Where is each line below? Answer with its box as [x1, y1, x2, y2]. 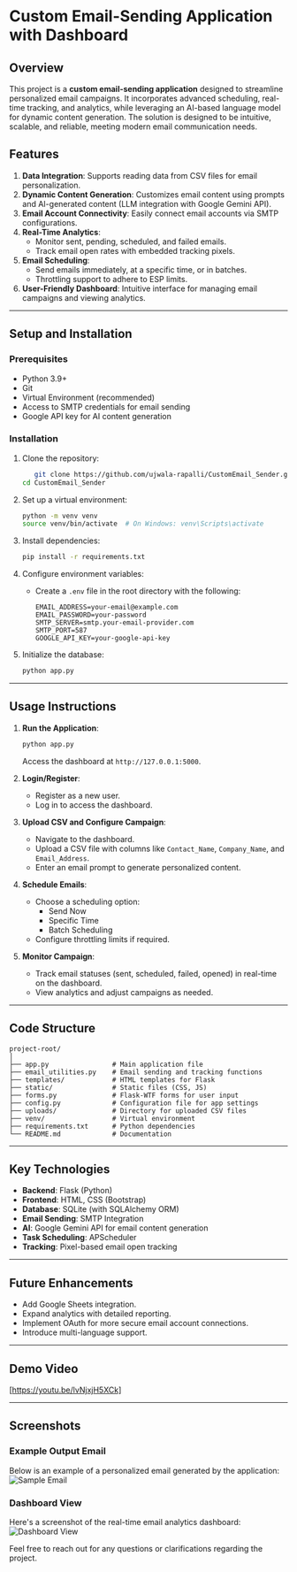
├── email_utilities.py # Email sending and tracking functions [9, 1068, 263, 1077]
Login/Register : [21, 772, 81, 784]
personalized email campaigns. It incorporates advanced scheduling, [9, 93, 261, 104]
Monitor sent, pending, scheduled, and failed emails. [34, 236, 227, 247]
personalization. [21, 180, 81, 190]
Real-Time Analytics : [21, 226, 102, 237]
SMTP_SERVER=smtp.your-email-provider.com [34, 618, 194, 627]
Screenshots [9, 1418, 81, 1434]
